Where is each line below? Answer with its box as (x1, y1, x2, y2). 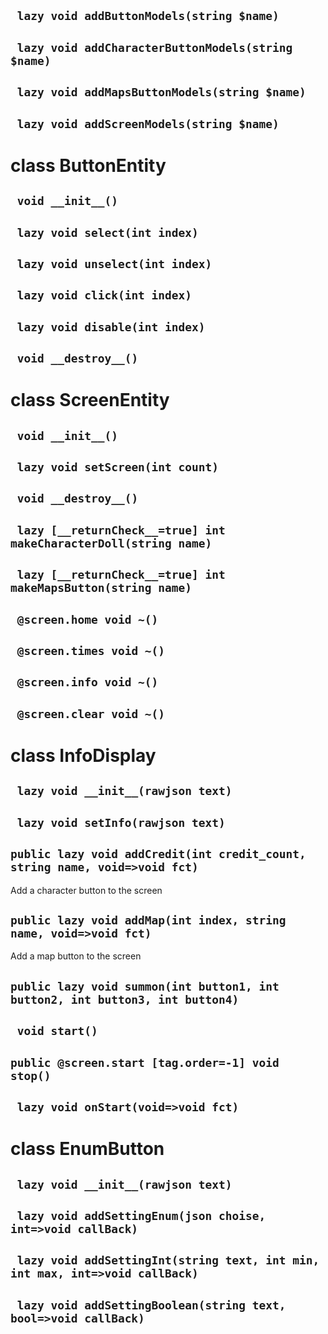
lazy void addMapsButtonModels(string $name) (16, 85, 307, 100)
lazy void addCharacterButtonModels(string (16, 40, 293, 55)
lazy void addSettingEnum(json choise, (16, 1208, 267, 1223)
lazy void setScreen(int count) (16, 460, 220, 475)
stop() (10, 1068, 52, 1083)
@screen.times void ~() (16, 644, 166, 659)
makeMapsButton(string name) (10, 581, 193, 595)
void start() (16, 1024, 98, 1039)
